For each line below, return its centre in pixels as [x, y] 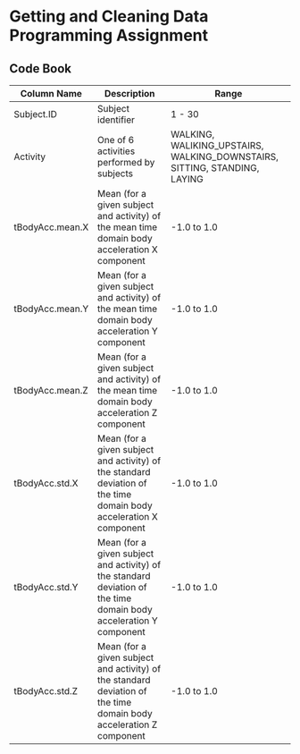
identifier [116, 120]
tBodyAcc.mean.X [51, 227]
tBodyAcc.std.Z [46, 691]
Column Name [51, 93]
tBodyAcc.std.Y [46, 587]
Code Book [40, 68]
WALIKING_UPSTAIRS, [217, 145]
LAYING [187, 179]
